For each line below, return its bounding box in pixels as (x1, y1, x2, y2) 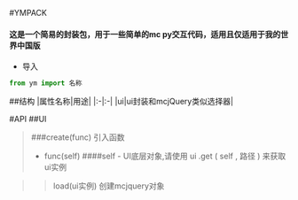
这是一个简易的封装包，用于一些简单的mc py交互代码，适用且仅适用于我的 (9, 28, 281, 39)
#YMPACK (9, 8, 47, 18)
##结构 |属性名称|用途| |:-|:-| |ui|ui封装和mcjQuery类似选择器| (9, 96, 233, 107)
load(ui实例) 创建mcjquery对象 (52, 181, 165, 191)
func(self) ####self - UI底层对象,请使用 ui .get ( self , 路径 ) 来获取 (43, 150, 286, 162)
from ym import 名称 (9, 79, 82, 88)
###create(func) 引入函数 (30, 132, 125, 142)
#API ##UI (9, 114, 47, 125)
